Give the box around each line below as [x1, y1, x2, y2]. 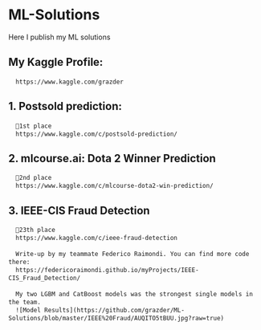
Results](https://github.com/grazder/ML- [43, 307, 185, 315]
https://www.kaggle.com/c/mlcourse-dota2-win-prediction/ [15, 182, 214, 190]
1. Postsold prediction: [8, 100, 122, 113]
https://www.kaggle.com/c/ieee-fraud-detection [15, 234, 178, 242]
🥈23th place [15, 226, 56, 234]
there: [8, 259, 31, 267]
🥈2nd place [15, 174, 52, 182]
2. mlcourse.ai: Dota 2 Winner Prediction [8, 151, 217, 165]
